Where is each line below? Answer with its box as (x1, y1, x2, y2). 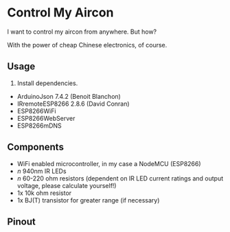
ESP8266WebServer (16, 114, 76, 122)
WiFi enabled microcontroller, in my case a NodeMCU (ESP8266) (16, 159, 201, 167)
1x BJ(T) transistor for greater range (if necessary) (16, 196, 160, 204)
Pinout (7, 216, 36, 227)
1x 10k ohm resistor (16, 189, 72, 197)
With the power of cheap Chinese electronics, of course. (7, 40, 168, 49)
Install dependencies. (16, 79, 78, 87)
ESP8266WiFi (16, 106, 56, 115)
